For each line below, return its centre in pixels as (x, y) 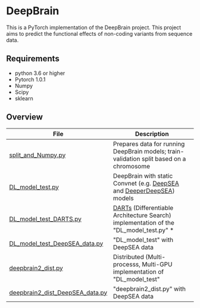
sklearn (24, 98)
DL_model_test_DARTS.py (45, 219)
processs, (127, 264)
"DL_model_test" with (143, 240)
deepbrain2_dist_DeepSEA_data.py (58, 293)
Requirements (33, 59)
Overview (25, 117)
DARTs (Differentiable (143, 208)
